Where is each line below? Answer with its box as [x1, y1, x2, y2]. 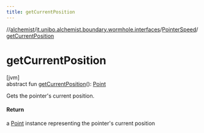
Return [6, 106, 25, 113]
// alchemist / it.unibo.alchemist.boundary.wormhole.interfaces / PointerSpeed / [6, 26, 198, 33]
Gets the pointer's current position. [6, 92, 95, 99]
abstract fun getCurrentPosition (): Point [6, 80, 106, 87]
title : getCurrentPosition [6, 9, 75, 15]
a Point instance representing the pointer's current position [6, 120, 155, 127]
